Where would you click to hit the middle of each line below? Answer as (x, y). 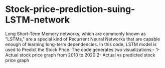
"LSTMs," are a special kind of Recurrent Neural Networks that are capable (83, 39)
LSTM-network (38, 20)
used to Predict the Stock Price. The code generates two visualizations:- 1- (82, 49)
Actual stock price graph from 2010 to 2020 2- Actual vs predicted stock (80, 55)
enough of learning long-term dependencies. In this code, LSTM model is (81, 44)
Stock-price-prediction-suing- (70, 9)
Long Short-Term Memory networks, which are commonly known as (76, 33)
